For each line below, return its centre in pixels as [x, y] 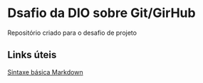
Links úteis [32, 55]
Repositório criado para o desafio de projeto [72, 33]
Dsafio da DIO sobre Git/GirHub [101, 13]
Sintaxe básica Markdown [45, 72]
